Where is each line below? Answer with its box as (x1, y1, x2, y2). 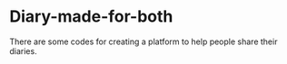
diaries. (9, 45, 38, 56)
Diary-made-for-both (9, 6, 173, 27)
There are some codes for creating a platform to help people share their (9, 36, 278, 47)
